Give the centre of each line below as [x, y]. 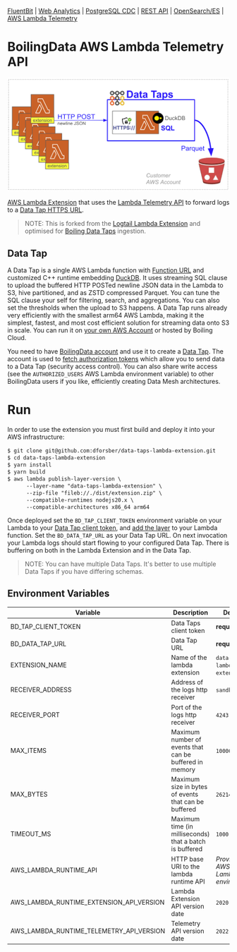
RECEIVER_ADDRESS [41, 690]
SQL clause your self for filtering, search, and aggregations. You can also [114, 301]
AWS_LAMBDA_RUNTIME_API [54, 870]
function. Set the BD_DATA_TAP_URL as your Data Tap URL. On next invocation [117, 536]
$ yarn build [26, 472]
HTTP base [187, 859]
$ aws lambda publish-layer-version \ [64, 479]
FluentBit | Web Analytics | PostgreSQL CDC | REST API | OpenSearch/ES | [116, 11]
